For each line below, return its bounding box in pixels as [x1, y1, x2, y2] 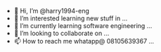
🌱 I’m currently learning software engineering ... [13, 22, 153, 30]
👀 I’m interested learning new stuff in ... [13, 14, 128, 22]
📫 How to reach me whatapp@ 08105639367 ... [13, 37, 155, 45]
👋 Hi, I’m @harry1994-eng [13, 7, 90, 15]
